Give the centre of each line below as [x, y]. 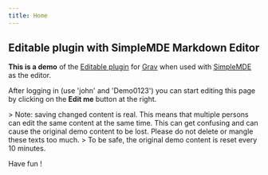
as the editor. [30, 76]
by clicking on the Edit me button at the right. [83, 99]
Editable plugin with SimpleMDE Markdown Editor [134, 48]
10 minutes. [27, 149]
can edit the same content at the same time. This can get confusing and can [133, 123]
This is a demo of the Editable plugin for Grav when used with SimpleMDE [130, 67]
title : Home [28, 16]
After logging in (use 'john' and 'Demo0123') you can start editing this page [132, 91]
